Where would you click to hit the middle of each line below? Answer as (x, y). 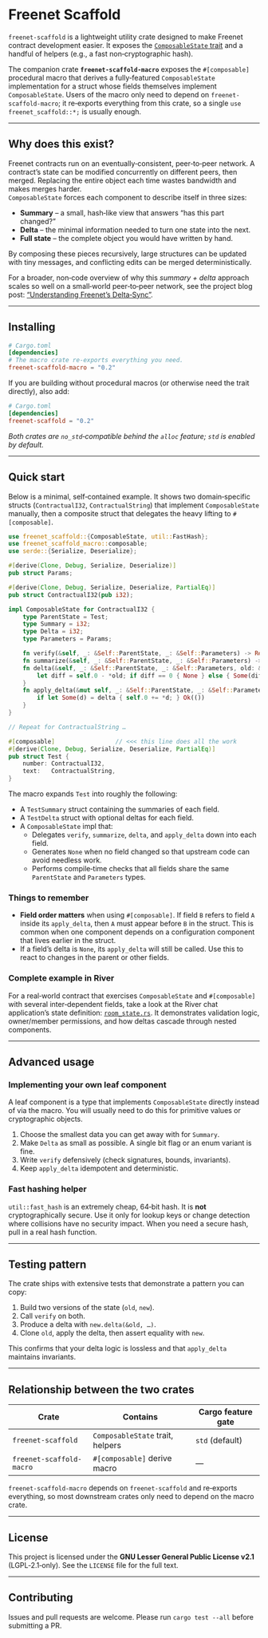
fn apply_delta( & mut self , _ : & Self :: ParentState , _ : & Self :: (128, 691)
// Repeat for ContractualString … (67, 727)
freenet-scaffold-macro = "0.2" (62, 368)
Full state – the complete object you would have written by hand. (126, 238)
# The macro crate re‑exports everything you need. (96, 361)
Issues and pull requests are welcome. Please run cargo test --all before (131, 1616)
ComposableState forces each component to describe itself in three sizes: (128, 197)
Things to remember (49, 898)
